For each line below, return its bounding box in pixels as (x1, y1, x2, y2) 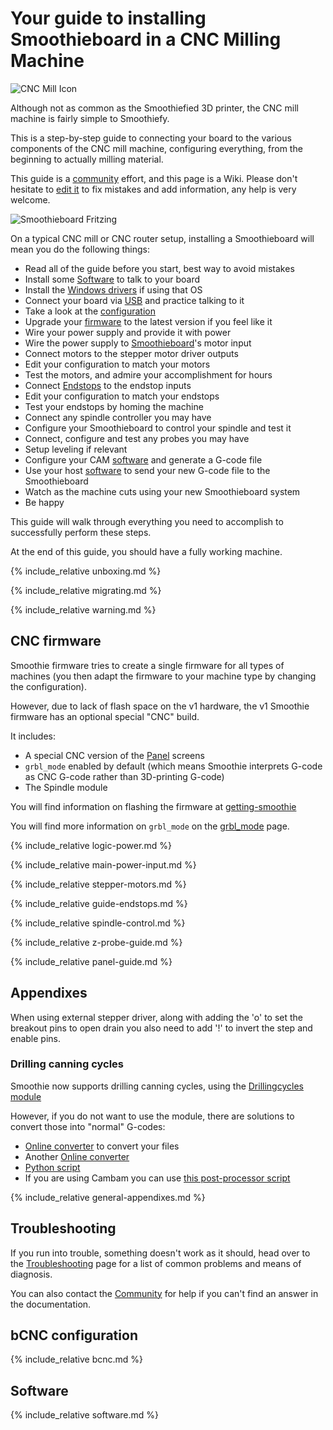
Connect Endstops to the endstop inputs (24, 379, 192, 391)
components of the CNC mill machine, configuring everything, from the (10, 142, 303, 154)
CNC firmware (10, 633, 102, 650)
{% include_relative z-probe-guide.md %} (10, 936, 183, 948)
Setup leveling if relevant (24, 443, 128, 455)
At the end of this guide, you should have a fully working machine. (10, 545, 283, 557)
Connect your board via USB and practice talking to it (24, 294, 245, 306)
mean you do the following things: (10, 243, 150, 255)
